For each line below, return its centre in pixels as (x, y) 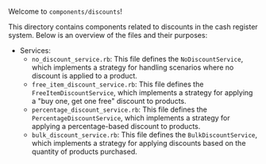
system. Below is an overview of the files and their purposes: (108, 35)
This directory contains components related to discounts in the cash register (133, 27)
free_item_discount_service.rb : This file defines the (118, 84)
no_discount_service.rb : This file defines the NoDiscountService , (137, 59)
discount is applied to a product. (84, 76)
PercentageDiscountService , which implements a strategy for (131, 118)
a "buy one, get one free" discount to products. (109, 101)
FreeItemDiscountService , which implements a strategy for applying (142, 93)
